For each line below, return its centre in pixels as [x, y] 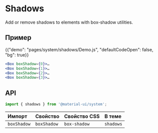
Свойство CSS [82, 116]
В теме [113, 116]
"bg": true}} [17, 55]
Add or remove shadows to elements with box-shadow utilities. [69, 22]
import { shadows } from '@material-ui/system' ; [56, 104]
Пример [18, 38]
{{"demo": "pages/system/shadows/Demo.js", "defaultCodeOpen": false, [79, 49]
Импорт [18, 116]
